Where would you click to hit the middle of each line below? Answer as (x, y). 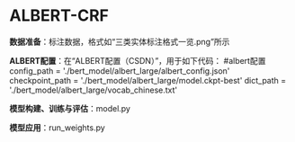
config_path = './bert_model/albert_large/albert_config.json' (120, 71)
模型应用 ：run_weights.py (57, 128)
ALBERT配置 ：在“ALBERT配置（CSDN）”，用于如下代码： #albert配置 (138, 60)
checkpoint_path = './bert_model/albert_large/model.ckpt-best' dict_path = (148, 80)
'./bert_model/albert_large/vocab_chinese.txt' (94, 90)
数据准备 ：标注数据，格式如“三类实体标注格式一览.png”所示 (120, 41)
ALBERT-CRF (59, 16)
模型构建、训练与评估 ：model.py (70, 108)
